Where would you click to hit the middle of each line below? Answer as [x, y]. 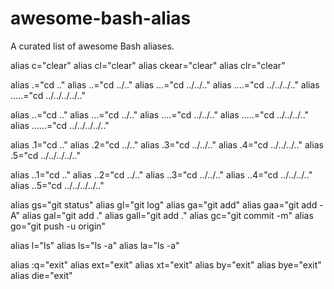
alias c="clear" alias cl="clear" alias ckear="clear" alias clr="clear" [148, 65]
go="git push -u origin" [58, 226]
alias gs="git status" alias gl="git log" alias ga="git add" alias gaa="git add [164, 204]
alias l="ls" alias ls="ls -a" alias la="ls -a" [95, 245]
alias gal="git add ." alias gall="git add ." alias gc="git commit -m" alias [168, 215]
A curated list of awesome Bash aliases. [92, 46]
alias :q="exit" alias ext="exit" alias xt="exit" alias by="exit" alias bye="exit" [166, 264]
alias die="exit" [41, 275]
